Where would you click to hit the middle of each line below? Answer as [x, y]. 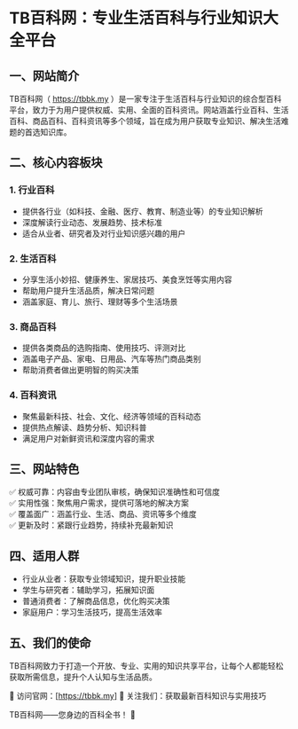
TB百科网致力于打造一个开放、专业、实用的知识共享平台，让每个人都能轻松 [146, 666]
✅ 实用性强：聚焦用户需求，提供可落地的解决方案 [99, 503]
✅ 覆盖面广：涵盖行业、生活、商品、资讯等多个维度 [103, 514]
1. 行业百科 [32, 190]
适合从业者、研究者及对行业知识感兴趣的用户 [104, 233]
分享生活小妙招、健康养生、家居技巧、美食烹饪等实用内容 [127, 279]
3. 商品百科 [33, 326]
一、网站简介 [44, 76]
